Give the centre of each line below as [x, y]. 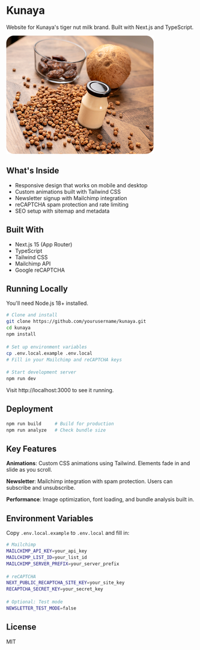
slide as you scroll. [29, 470]
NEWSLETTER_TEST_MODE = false [41, 608]
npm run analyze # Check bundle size [56, 430]
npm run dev [21, 379]
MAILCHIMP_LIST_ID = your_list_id [47, 557]
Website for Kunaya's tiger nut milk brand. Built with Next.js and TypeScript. [100, 27]
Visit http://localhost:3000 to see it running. [60, 390]
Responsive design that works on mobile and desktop [81, 185]
